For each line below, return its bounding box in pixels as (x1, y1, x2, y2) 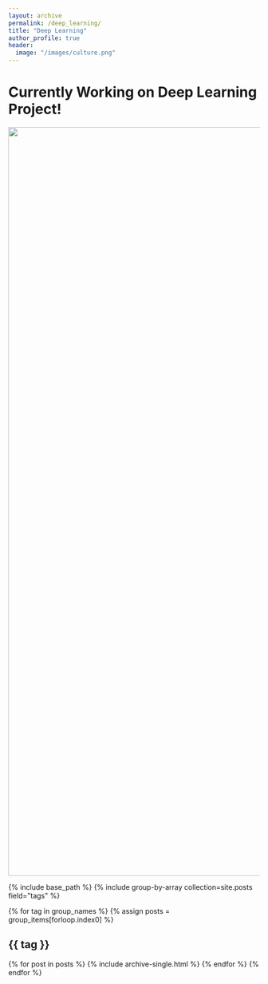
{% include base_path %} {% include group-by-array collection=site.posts (8, 882, 253, 891)
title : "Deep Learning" (8, 26, 88, 34)
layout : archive (8, 11, 62, 20)
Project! (8, 101, 62, 118)
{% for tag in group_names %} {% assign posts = (8, 906, 170, 915)
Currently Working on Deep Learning (8, 83, 258, 101)
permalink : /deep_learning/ (8, 19, 102, 27)
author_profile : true (8, 34, 81, 42)
